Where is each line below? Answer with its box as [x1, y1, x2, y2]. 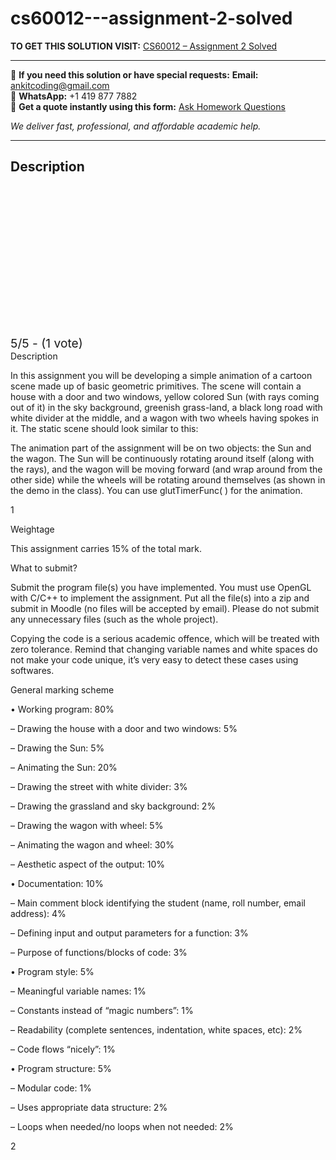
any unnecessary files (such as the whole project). [10, 613, 219, 625]
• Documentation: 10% [10, 877, 104, 889]
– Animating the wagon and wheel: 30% [10, 838, 175, 851]
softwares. [10, 664, 55, 676]
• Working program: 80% [10, 703, 115, 715]
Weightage [10, 523, 55, 535]
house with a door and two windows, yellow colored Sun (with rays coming [10, 390, 320, 402]
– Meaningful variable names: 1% [10, 985, 147, 997]
